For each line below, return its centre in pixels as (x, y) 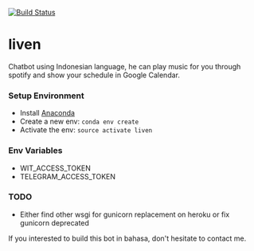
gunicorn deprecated (55, 222)
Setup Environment (47, 96)
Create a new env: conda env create (79, 122)
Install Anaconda (47, 113)
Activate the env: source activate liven (86, 130)
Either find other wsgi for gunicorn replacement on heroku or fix (125, 214)
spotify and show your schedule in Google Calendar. (94, 75)
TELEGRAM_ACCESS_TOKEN (68, 176)
